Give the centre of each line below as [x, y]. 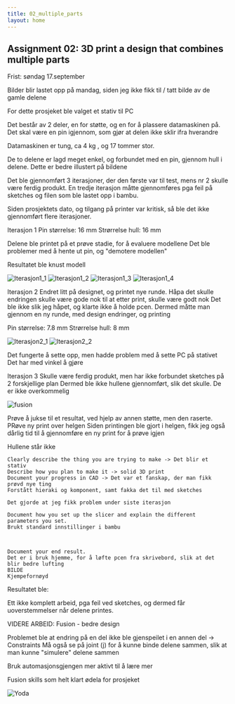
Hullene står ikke [32, 447]
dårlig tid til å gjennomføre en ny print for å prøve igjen [86, 433]
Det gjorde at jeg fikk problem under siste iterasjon [89, 503]
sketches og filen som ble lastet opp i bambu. [73, 195]
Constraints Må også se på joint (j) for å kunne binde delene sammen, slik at [117, 645]
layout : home [26, 20]
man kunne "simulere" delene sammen [63, 653]
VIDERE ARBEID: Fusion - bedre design [64, 624]
